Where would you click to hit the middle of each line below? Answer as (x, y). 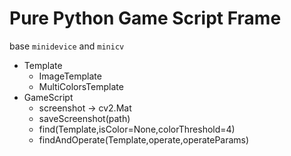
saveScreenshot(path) (84, 118)
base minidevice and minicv (67, 46)
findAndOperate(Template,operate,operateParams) (144, 139)
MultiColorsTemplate (81, 86)
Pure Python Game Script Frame (145, 18)
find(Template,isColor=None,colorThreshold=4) (137, 129)
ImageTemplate (70, 76)
